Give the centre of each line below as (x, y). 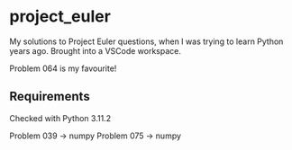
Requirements (50, 97)
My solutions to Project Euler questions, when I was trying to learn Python (146, 41)
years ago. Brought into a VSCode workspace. (96, 50)
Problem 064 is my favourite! (63, 68)
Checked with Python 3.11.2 (60, 118)
